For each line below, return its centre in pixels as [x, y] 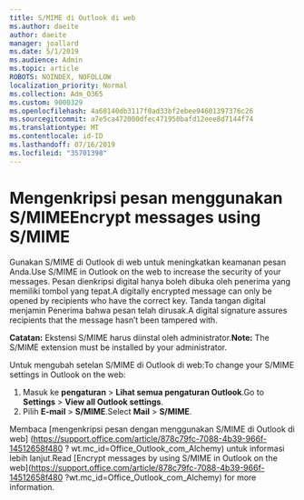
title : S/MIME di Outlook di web [73, 18]
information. [32, 486]
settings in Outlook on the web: [68, 375]
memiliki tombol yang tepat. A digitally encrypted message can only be [141, 291]
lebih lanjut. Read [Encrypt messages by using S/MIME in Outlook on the [144, 458]
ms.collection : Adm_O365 [56, 94]
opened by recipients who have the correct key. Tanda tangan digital [137, 300]
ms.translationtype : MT [54, 128]
